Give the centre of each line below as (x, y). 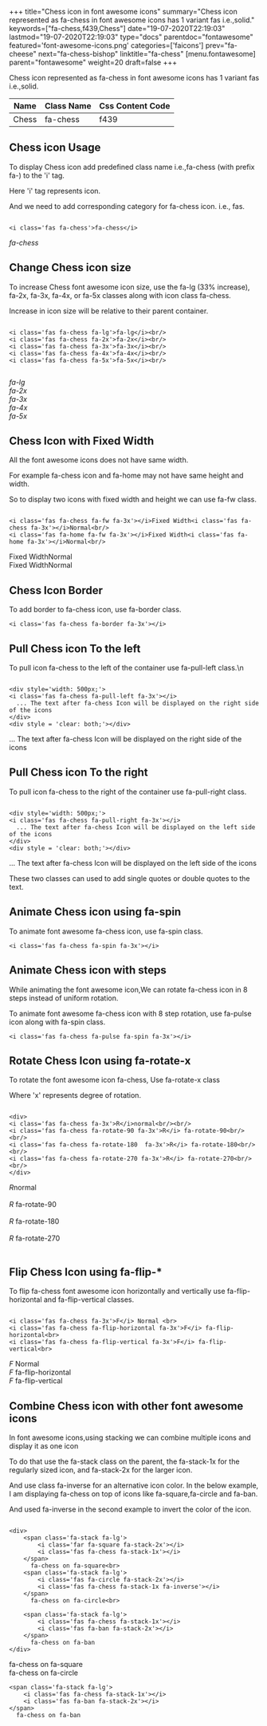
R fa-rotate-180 (34, 1221)
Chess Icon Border (56, 590)
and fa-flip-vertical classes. (89, 1299)
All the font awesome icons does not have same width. (99, 460)
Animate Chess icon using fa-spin (95, 912)
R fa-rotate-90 (33, 1205)
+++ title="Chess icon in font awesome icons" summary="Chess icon (123, 12)
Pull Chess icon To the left (75, 649)
